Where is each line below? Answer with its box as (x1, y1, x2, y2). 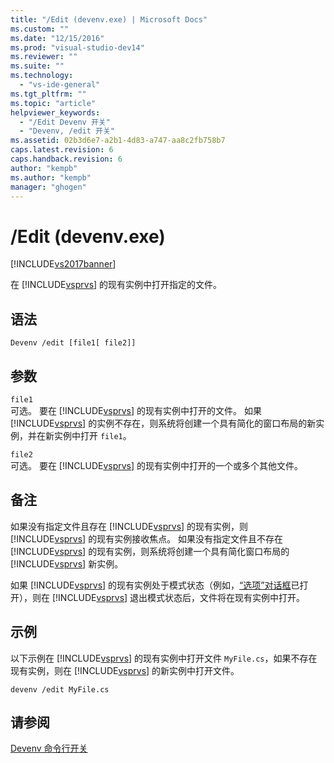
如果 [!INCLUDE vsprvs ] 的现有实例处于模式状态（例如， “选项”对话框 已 (10, 579, 300, 591)
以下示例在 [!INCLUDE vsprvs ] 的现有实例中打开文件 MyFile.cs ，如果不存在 (10, 652, 318, 664)
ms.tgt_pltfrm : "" (10, 89, 87, 99)
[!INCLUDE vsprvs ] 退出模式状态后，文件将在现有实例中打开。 (51, 591, 306, 603)
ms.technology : (10, 71, 74, 81)
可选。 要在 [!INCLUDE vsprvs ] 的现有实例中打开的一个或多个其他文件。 (10, 459, 304, 471)
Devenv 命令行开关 (10, 742, 88, 755)
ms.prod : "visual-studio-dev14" (10, 42, 145, 53)
